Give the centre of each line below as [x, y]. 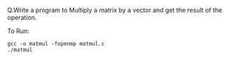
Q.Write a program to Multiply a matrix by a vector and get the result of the [115, 10]
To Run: [18, 31]
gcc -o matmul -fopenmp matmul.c [56, 44]
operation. [22, 17]
